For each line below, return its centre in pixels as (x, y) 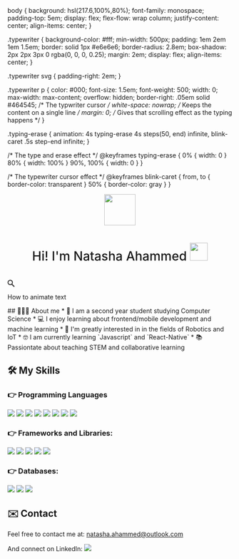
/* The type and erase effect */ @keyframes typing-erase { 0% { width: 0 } (117, 155)
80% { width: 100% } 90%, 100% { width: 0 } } (75, 163)
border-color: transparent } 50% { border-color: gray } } (89, 184)
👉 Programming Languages (57, 395)
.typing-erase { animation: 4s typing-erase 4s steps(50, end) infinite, (108, 134)
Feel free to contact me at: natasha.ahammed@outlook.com (95, 534)
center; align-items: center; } (50, 26)
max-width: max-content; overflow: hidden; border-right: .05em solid (109, 97)
